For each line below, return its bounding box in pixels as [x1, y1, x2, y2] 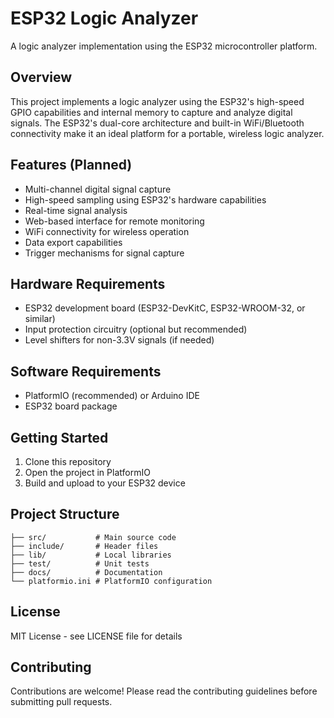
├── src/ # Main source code [10, 532, 177, 542]
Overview [10, 69, 73, 86]
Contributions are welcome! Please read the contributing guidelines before [10, 685, 318, 697]
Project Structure [10, 506, 120, 523]
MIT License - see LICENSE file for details [10, 630, 183, 642]
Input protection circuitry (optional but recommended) [24, 323, 248, 336]
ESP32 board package [24, 400, 118, 412]
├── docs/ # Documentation [10, 567, 163, 577]
